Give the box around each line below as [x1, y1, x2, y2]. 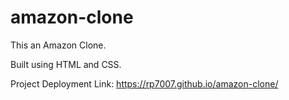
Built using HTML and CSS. [10, 58, 122, 70]
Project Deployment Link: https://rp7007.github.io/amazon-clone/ [10, 77, 279, 90]
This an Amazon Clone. [10, 39, 107, 51]
